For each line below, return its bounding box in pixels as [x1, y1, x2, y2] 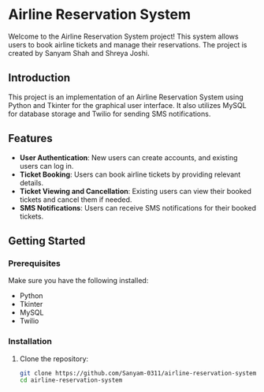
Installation [8, 336, 53, 347]
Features [8, 132, 53, 145]
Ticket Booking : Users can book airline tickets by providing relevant [19, 170, 241, 179]
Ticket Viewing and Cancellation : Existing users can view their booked [19, 186, 252, 196]
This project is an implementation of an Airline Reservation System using [8, 92, 244, 102]
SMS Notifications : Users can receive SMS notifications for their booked [19, 203, 257, 212]
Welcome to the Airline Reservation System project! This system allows [8, 32, 239, 41]
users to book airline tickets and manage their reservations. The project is [8, 39, 247, 49]
